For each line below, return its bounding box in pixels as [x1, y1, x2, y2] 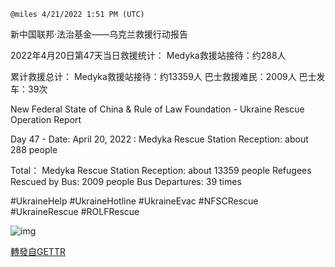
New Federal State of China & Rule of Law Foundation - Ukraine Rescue [10, 103, 305, 115]
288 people [10, 144, 58, 155]
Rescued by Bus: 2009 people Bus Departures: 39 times [10, 176, 242, 187]
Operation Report [10, 114, 82, 125]
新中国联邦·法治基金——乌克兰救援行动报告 [10, 28, 189, 40]
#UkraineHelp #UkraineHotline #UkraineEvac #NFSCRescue [10, 195, 259, 207]
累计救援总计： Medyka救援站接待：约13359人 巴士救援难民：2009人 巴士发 [10, 71, 326, 82]
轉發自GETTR [10, 246, 66, 257]
